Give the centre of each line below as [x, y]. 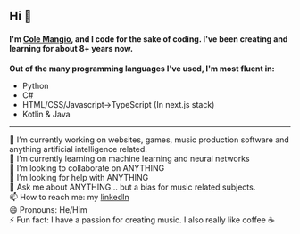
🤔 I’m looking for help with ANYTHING [79, 177]
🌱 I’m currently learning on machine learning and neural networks [129, 158]
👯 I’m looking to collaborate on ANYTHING [87, 168]
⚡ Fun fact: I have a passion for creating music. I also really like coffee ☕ [142, 220]
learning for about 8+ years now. [71, 48]
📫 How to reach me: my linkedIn [69, 197]
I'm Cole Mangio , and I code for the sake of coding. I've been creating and [149, 39]
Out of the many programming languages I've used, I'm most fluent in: [142, 69]
